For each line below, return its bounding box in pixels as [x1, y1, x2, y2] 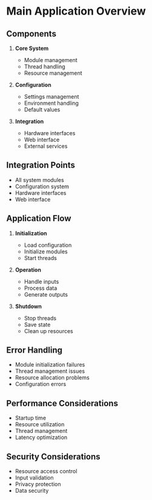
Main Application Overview [6, 4, 147, 18]
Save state [24, 321, 51, 328]
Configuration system [15, 183, 70, 190]
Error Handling [6, 345, 62, 356]
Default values [24, 106, 61, 113]
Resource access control [15, 468, 78, 475]
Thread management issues [15, 367, 85, 375]
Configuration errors [15, 381, 67, 388]
